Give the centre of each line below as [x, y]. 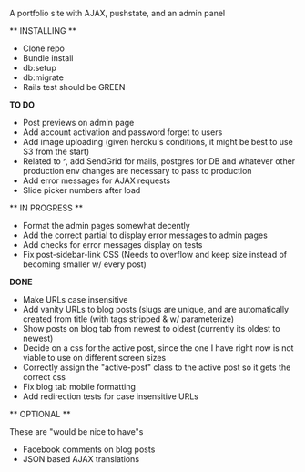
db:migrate [43, 77]
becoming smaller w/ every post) [85, 264]
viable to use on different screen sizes [94, 358]
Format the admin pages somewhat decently [107, 226]
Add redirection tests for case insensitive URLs [110, 396]
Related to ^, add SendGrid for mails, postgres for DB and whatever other [159, 161]
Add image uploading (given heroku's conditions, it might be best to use [158, 142]
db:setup [39, 68]
